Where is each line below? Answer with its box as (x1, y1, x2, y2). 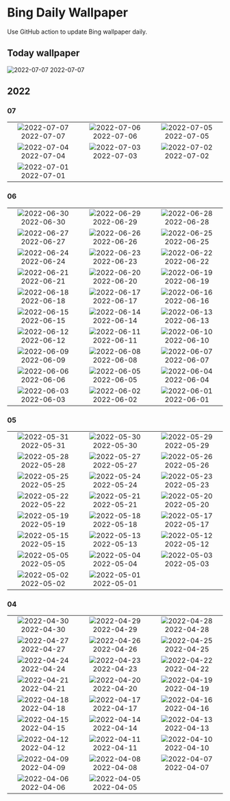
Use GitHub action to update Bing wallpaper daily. (7, 27, 148, 36)
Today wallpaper (7, 47, 80, 59)
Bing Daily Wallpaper (7, 5, 129, 21)
